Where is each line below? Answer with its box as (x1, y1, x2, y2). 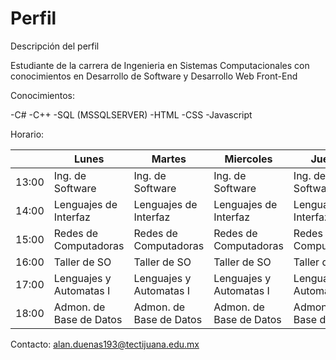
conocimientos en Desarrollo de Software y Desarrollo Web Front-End (10, 70, 298, 82)
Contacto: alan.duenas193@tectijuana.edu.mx (10, 338, 200, 350)
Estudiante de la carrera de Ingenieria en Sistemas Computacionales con (10, 59, 310, 71)
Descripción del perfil (10, 40, 100, 52)
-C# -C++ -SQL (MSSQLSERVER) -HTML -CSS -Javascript (10, 108, 253, 121)
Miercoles (224, 152, 273, 166)
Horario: (10, 128, 45, 140)
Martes (151, 152, 187, 166)
